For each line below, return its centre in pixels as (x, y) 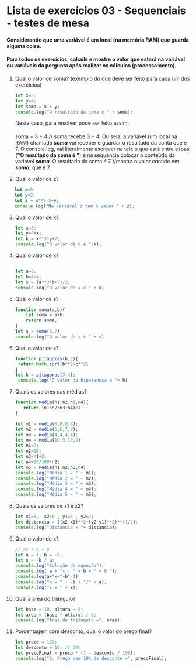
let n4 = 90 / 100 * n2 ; (37, 462)
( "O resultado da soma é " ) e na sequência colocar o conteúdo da (95, 155)
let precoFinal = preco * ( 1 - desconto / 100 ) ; (75, 653)
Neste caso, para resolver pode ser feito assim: (72, 123)
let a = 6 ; (26, 271)
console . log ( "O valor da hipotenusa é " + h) (73, 381)
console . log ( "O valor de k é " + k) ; (58, 244)
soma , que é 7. (33, 167)
